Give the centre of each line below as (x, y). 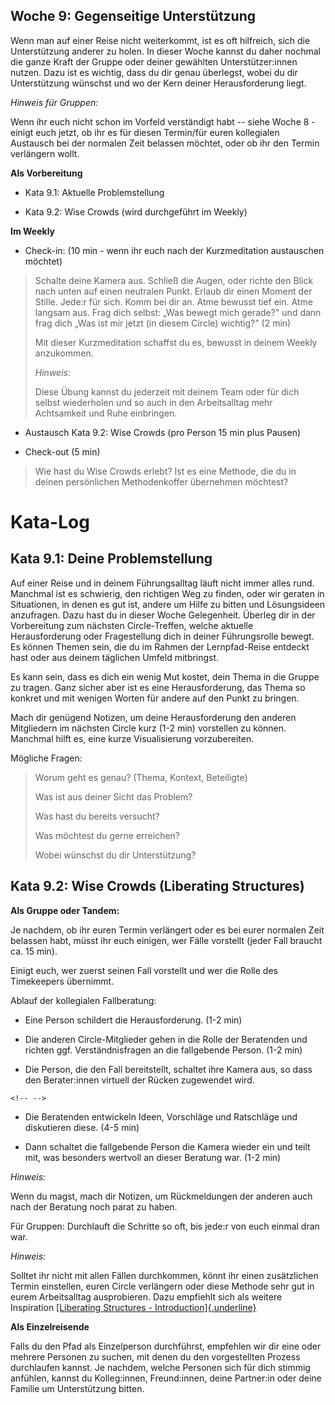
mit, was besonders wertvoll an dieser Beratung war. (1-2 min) (153, 1157)
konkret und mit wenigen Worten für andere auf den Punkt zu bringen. (155, 698)
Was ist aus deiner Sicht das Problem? (113, 796)
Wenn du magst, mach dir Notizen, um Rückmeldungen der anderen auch (161, 1196)
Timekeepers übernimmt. (62, 981)
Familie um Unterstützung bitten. (77, 1388)
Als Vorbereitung (46, 173)
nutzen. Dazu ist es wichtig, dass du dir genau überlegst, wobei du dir (154, 72)
